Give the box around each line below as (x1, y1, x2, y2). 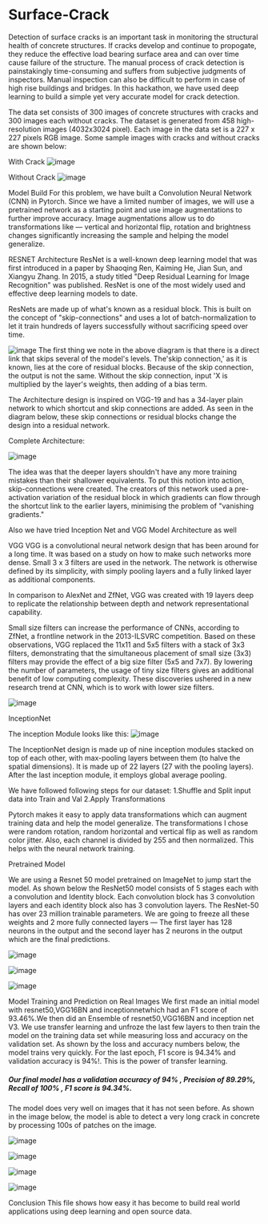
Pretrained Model (8, 859, 66, 869)
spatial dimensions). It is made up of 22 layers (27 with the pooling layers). (8, 761, 254, 771)
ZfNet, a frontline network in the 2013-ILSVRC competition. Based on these (8, 631, 256, 640)
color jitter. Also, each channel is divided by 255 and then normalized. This (8, 835, 254, 845)
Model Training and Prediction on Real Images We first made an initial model (8, 996, 260, 1006)
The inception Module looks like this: (8, 729, 130, 738)
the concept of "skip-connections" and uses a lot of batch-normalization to (8, 313, 257, 322)
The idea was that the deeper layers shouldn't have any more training (8, 467, 238, 476)
